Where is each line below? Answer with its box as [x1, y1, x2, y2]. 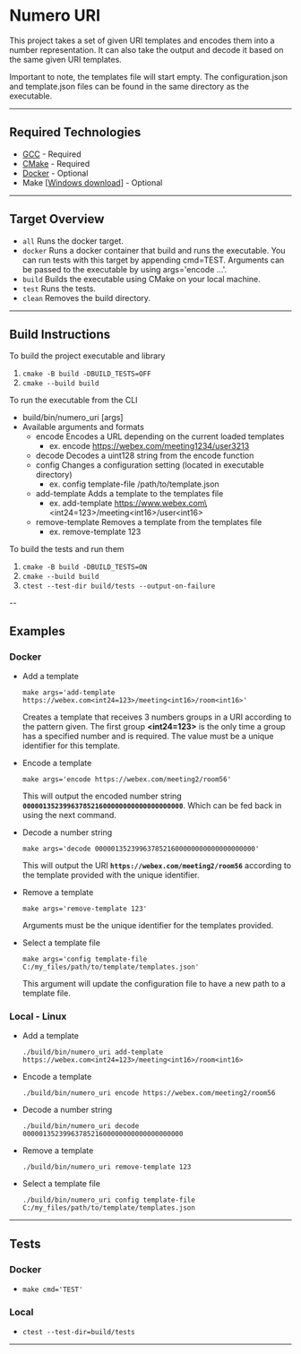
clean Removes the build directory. [21, 292, 150, 303]
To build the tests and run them [9, 544, 125, 555]
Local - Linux [9, 1010, 67, 1022]
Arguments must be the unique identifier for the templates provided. [21, 920, 274, 931]
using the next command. [21, 810, 116, 821]
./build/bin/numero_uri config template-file [21, 1195, 195, 1205]
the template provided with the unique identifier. [21, 870, 200, 881]
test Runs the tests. [21, 283, 97, 294]
